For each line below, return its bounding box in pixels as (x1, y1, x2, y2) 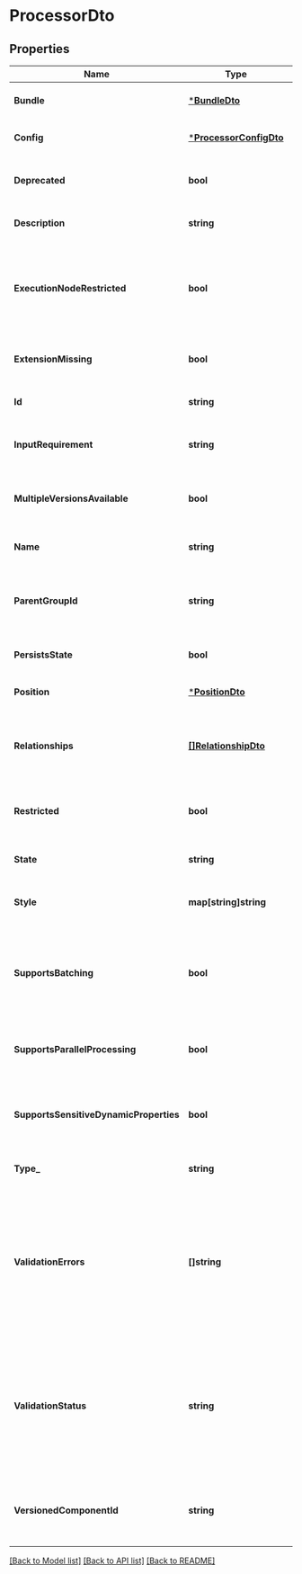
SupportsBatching (13, 967, 94, 979)
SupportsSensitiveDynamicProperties (13, 1108, 180, 1121)
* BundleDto (188, 94, 241, 106)
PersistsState (13, 648, 74, 661)
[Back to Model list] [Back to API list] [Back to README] (9, 1555, 216, 1566)
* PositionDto (188, 685, 245, 698)
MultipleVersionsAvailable (13, 492, 129, 505)
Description (13, 217, 66, 229)
